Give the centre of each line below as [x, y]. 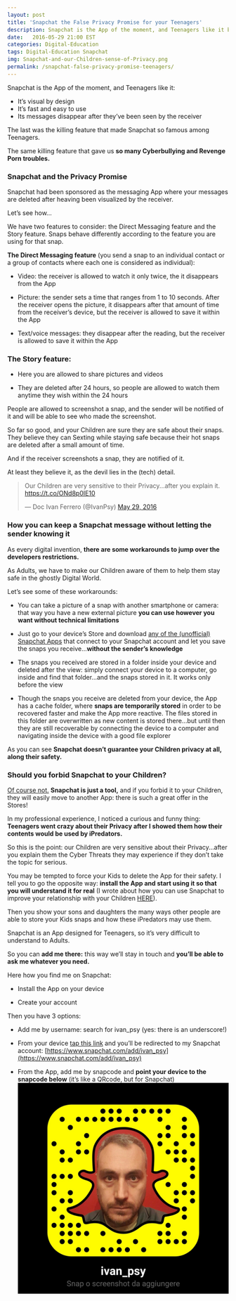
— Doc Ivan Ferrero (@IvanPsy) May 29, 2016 [91, 507]
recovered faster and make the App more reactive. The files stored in [117, 713]
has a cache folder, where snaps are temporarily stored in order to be [119, 706]
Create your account [47, 1002]
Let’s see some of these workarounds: [63, 591]
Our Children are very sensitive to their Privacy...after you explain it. [122, 486]
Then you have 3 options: [44, 1016]
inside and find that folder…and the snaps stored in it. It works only [114, 677]
